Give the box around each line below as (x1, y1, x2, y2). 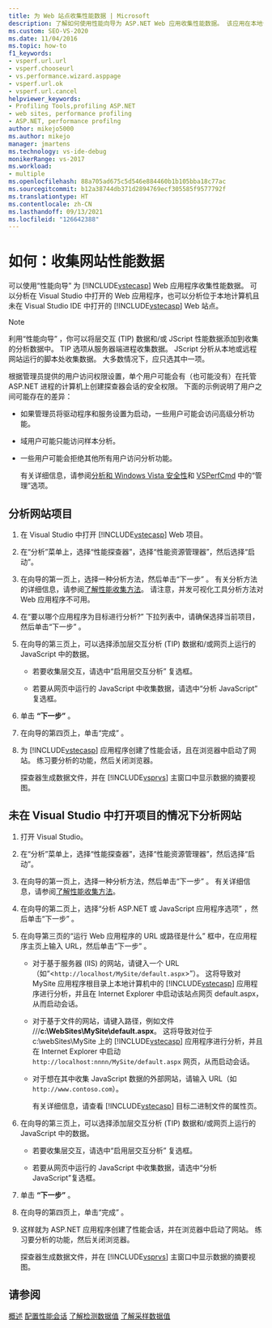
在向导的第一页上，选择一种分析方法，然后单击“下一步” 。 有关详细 (19, 876, 244, 886)
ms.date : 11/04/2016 (8, 34, 79, 43)
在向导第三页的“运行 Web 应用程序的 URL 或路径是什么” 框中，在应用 (19, 930, 250, 940)
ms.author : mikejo (8, 132, 70, 140)
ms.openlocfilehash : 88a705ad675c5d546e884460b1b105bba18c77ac (8, 177, 227, 186)
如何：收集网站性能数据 (8, 253, 165, 271)
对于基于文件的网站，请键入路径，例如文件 (32, 1015, 175, 1025)
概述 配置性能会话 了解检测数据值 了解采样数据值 (8, 1311, 171, 1321)
